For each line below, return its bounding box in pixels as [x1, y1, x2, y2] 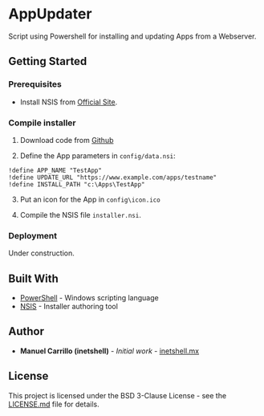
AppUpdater [8, 5, 92, 23]
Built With [8, 271, 59, 285]
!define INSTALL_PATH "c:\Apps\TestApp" [8, 180, 146, 189]
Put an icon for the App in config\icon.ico [19, 194, 160, 204]
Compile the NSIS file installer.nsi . [19, 210, 142, 219]
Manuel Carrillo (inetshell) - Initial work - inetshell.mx [19, 346, 199, 356]
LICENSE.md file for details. [8, 399, 100, 409]
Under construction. [8, 248, 75, 258]
